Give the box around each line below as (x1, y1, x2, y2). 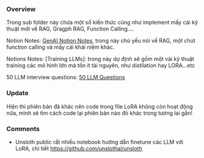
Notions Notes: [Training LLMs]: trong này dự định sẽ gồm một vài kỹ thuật (6, 56, 194, 63)
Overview (6, 5, 36, 13)
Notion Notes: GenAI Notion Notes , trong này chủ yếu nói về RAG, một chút (6, 37, 195, 45)
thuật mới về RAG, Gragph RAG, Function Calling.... (6, 25, 134, 32)
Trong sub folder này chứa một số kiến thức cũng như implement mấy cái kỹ (6, 19, 199, 26)
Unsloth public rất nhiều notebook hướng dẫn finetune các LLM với (15, 138, 184, 145)
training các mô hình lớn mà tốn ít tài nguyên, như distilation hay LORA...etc (6, 62, 195, 69)
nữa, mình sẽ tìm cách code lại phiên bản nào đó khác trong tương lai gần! (6, 109, 193, 117)
